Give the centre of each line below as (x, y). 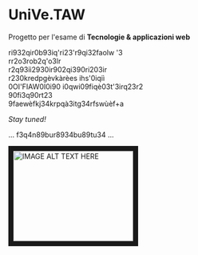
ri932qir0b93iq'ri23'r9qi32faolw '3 (65, 52)
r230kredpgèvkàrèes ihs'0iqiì (57, 78)
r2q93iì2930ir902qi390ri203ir (58, 69)
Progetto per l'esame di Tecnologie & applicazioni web (99, 37)
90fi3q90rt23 (31, 95)
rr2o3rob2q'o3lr (35, 61)
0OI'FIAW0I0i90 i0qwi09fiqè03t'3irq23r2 (76, 87)
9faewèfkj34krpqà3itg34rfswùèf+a (66, 103)
